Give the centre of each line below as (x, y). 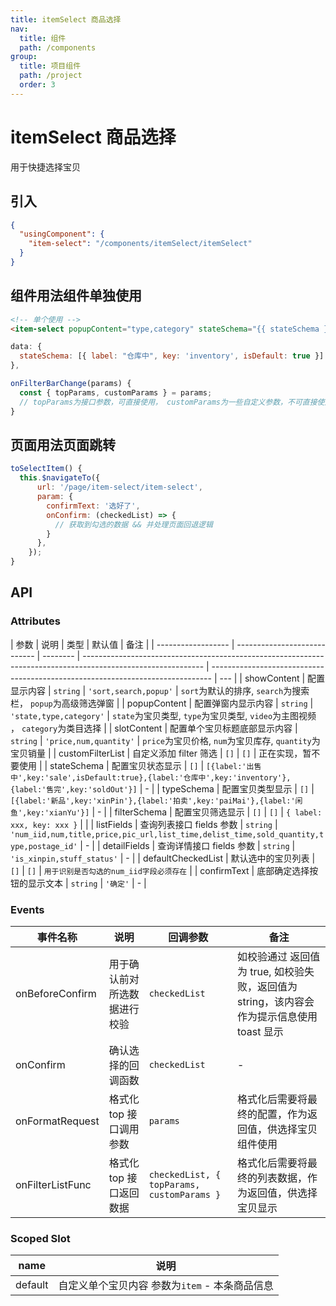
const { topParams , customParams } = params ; (116, 392)
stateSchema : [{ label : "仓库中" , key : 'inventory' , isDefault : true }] (172, 356)
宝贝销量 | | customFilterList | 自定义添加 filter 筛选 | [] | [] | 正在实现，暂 (161, 753)
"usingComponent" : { (62, 234)
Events (27, 909)
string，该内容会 (276, 1001)
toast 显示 (260, 1031)
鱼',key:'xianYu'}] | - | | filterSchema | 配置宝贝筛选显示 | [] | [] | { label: (166, 812)
